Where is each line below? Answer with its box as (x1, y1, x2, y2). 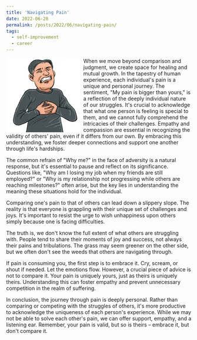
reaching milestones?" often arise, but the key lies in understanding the (6, 181, 179, 189)
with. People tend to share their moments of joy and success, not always (6, 236, 182, 243)
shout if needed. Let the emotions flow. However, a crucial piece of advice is (6, 266, 191, 273)
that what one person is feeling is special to (83, 108, 189, 114)
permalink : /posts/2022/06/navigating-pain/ (6, 22, 117, 28)
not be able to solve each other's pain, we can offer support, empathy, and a (6, 315, 192, 322)
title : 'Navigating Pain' (6, 9, 69, 15)
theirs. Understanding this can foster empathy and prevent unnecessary (6, 279, 181, 285)
